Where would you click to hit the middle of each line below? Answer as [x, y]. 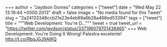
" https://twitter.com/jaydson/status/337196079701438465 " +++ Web [76, 28]
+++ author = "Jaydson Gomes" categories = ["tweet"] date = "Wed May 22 [83, 7]
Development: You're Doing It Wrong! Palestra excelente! [64, 34]
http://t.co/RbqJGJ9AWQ [31, 39]
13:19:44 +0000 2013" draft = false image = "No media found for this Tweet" [84, 12]
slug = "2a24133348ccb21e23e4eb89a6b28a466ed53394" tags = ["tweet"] [83, 18]
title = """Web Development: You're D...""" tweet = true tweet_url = [74, 23]
